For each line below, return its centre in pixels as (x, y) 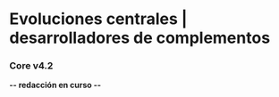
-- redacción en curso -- (55, 85)
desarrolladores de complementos (140, 38)
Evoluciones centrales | (98, 19)
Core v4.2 (31, 66)
